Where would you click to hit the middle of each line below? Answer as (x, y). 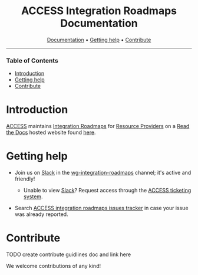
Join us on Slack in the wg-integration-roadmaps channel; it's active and (103, 173)
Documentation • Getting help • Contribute (99, 40)
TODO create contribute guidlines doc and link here (69, 254)
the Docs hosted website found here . (51, 132)
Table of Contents (32, 60)
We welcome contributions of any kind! (54, 266)
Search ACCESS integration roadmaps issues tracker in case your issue (101, 208)
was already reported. (42, 214)
